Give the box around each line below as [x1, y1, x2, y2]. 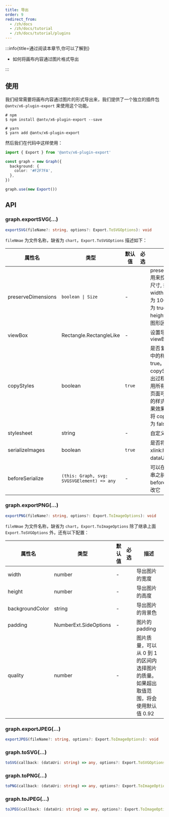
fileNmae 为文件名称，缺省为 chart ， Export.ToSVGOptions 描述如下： [5, 237, 147, 243]
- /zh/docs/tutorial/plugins [10, 31, 71, 36]
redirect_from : [5, 17, 37, 22]
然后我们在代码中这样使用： [5, 140, 63, 146]
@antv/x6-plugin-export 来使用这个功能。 [5, 102, 92, 108]
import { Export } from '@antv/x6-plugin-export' [5, 150, 112, 155]
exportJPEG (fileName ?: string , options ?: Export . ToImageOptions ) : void [5, 737, 158, 742]
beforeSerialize [8, 475, 44, 482]
